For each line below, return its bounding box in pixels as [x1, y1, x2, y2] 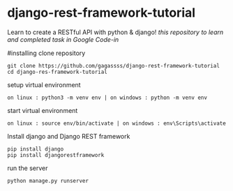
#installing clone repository [7, 49, 86, 57]
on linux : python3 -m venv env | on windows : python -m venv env [7, 94, 208, 101]
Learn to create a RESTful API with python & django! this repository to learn [7, 28, 224, 36]
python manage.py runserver [7, 177, 89, 184]
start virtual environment [7, 106, 78, 114]
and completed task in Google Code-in [7, 35, 119, 43]
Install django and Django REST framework [7, 132, 130, 140]
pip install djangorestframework [7, 151, 105, 158]
